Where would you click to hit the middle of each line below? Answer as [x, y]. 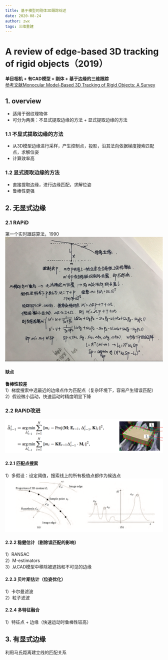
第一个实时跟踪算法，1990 [32, 234]
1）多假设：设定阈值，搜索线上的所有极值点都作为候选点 [63, 475]
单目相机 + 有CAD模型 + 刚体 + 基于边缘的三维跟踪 [57, 79]
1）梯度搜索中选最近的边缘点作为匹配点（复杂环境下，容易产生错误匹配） [80, 390]
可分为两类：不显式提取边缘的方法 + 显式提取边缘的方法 [70, 120]
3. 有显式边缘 [25, 639]
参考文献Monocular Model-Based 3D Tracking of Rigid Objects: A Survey [80, 85]
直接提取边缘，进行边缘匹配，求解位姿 [52, 184]
